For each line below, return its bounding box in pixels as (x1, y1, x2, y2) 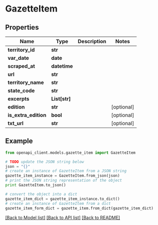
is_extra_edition (8, 111, 47, 119)
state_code (8, 87, 35, 94)
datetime (51, 63, 73, 69)
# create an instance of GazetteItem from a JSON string (5, 169, 127, 174)
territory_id (8, 46, 35, 53)
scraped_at (8, 63, 35, 69)
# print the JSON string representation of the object (5, 178, 122, 183)
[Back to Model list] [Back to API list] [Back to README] (5, 214, 120, 221)
